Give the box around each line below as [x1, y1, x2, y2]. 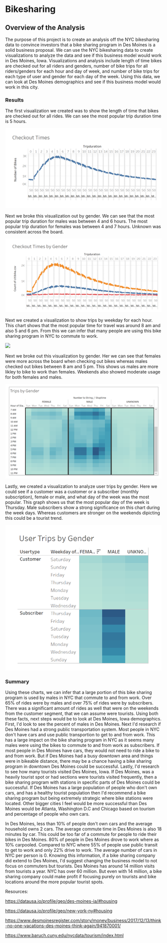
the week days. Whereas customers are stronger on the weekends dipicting [5, 510, 161, 516]
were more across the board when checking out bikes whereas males [5, 358, 148, 364]
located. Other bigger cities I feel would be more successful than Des [5, 801, 147, 807]
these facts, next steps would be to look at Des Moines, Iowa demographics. [5, 716, 162, 722]
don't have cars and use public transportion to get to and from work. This [5, 732, 156, 738]
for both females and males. [5, 374, 63, 380]
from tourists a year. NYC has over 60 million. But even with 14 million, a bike [5, 868, 162, 874]
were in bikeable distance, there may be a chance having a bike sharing [5, 758, 152, 764]
